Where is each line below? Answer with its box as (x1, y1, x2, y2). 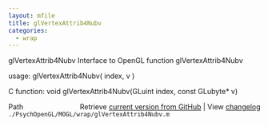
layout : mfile (8, 11, 56, 20)
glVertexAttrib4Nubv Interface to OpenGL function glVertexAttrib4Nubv (8, 56, 243, 65)
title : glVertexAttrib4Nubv (8, 19, 102, 27)
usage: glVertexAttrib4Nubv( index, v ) (8, 71, 135, 81)
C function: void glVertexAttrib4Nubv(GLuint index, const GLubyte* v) (8, 87, 238, 96)
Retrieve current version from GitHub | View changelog (79, 102, 261, 112)
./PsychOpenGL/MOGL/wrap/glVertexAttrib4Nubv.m (8, 111, 170, 119)
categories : (8, 26, 48, 34)
